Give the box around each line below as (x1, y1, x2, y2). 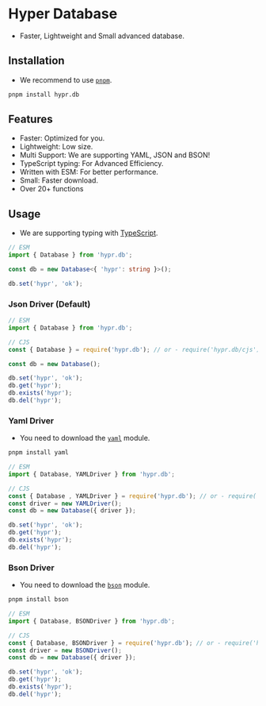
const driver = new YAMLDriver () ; (8, 500, 123, 507)
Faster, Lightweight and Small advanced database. (19, 31, 184, 41)
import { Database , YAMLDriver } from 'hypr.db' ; (8, 470, 176, 478)
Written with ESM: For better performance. (19, 168, 158, 177)
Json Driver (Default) (8, 299, 91, 310)
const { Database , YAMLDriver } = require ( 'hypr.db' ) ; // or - (8, 492, 225, 500)
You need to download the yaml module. (19, 434, 150, 443)
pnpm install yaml (8, 449, 69, 457)
